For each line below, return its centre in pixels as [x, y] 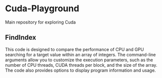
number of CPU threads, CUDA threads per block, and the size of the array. [81, 65]
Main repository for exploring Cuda [40, 22]
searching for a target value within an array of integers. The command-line [81, 54]
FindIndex [21, 38]
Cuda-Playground [42, 9]
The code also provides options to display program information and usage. [81, 70]
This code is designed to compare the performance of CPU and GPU [74, 49]
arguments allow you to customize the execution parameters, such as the [79, 60]
